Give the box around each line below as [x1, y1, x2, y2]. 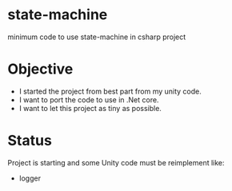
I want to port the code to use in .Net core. [18, 94, 159, 105]
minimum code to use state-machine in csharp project [7, 32, 186, 42]
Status [7, 132, 53, 149]
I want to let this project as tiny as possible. [18, 103, 162, 113]
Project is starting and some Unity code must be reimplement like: [7, 157, 225, 167]
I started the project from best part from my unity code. [18, 86, 202, 96]
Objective [7, 60, 74, 78]
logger [18, 173, 42, 183]
